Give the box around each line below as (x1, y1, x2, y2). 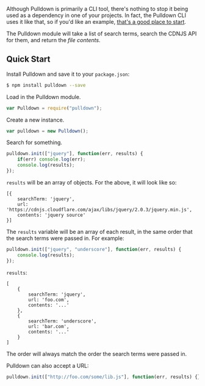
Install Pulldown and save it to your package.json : (6, 70, 130, 78)
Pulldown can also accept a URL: (6, 362, 89, 369)
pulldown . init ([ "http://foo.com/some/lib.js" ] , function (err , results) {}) (6, 374, 203, 380)
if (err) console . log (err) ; (17, 156, 86, 162)
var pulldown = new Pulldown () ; (6, 128, 88, 134)
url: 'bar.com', (28, 323, 70, 329)
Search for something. (6, 139, 63, 146)
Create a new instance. (6, 116, 65, 123)
